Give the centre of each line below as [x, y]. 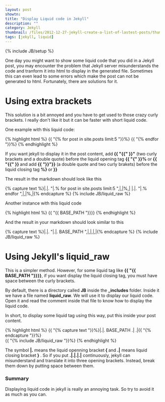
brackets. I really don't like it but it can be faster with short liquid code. [76, 120]
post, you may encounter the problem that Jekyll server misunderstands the [82, 66]
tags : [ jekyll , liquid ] [29, 37]
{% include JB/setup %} [29, 51]
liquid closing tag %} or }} [31, 169]
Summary [17, 378]
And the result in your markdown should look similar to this [65, 222]
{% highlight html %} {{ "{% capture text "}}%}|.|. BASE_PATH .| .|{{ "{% [78, 330]
